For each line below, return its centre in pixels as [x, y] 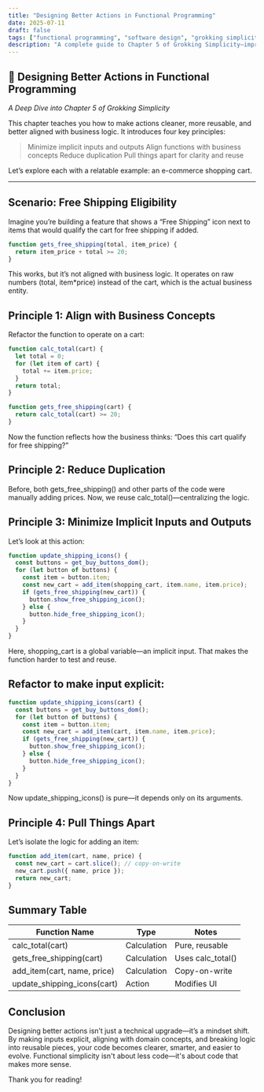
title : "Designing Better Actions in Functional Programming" [112, 15]
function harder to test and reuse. [62, 659]
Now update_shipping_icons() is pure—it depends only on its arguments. [126, 798]
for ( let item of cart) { [58, 363]
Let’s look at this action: [46, 541]
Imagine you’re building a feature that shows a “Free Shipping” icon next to [129, 221]
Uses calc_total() [206, 958]
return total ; [38, 386]
